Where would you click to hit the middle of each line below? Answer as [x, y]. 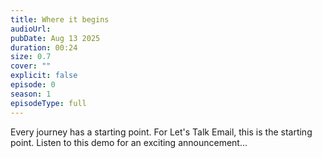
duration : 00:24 [44, 47]
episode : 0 [33, 85]
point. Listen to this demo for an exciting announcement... [129, 142]
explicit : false [44, 76]
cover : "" [31, 66]
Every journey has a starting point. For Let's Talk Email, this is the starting [161, 132]
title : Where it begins [60, 19]
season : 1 [31, 94]
